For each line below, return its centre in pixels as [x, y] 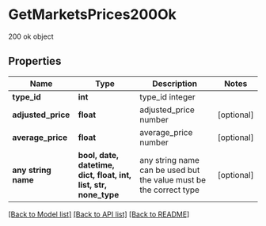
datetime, [96, 165]
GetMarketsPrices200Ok [92, 15]
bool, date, [98, 155]
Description [175, 83]
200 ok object [31, 36]
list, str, [92, 185]
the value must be [173, 179]
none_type [99, 194]
